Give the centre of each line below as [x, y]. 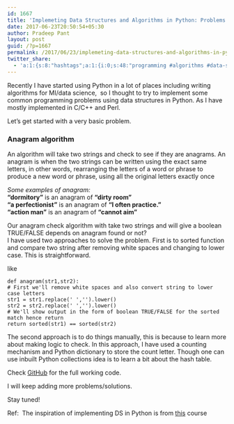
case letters [26, 293]
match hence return [36, 317]
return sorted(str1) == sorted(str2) [62, 324]
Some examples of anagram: [49, 189]
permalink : [23, 53]
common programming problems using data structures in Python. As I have [115, 100]
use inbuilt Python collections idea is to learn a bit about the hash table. [110, 359]
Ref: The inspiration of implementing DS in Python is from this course [107, 413]
